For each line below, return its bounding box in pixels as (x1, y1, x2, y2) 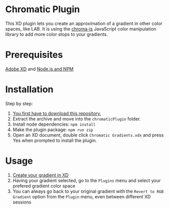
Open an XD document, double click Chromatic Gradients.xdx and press (12, 132, 164, 138)
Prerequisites (5, 49, 63, 61)
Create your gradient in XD (12, 172, 69, 178)
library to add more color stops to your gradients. (5, 31, 108, 37)
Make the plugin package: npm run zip (12, 126, 93, 133)
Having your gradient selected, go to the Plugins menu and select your (12, 177, 161, 184)
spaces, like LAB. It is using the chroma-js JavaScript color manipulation (5, 25, 156, 32)
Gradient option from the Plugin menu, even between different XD (12, 193, 151, 199)
